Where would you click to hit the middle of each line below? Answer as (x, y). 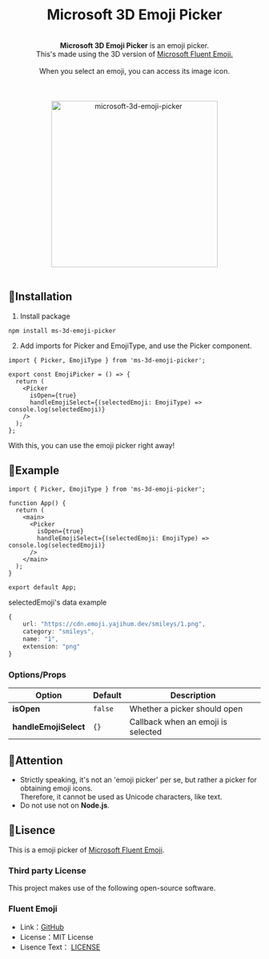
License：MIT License (56, 937)
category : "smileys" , (58, 632)
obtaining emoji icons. (56, 788)
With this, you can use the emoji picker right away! (92, 445)
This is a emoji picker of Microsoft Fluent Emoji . (86, 850)
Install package (45, 316)
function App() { (37, 503)
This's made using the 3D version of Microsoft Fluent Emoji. (134, 54)
